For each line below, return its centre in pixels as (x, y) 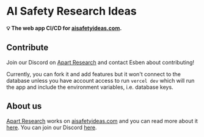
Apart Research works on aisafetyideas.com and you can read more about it (102, 121)
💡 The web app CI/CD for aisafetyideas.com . (64, 28)
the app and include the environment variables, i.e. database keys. (90, 87)
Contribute (27, 48)
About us (24, 106)
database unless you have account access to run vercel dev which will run (100, 80)
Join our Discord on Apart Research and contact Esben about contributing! (100, 62)
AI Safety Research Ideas (71, 11)
